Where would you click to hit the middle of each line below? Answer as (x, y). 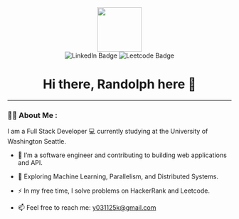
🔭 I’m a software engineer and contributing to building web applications (122, 155)
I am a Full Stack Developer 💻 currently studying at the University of (108, 132)
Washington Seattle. (37, 141)
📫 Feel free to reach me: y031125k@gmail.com (87, 208)
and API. (30, 163)
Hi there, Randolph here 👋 (119, 84)
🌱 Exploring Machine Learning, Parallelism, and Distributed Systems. (118, 176)
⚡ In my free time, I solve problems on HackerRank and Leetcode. (113, 191)
